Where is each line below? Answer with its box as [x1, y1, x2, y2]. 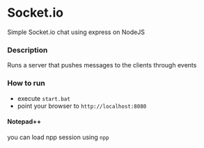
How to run [7, 79, 45, 88]
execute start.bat [17, 94, 71, 102]
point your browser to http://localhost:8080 [17, 101, 147, 110]
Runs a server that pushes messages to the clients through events [7, 61, 197, 69]
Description [7, 45, 48, 55]
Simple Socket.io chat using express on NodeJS [7, 28, 145, 36]
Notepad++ [7, 117, 42, 126]
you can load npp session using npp [7, 133, 109, 141]
